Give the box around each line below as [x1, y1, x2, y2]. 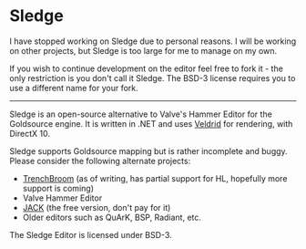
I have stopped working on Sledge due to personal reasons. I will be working [9, 36, 297, 47]
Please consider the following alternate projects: [9, 155, 191, 166]
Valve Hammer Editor [22, 192, 103, 203]
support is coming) [22, 182, 94, 193]
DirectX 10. [9, 128, 50, 139]
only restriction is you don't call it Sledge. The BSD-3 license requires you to [9, 72, 296, 83]
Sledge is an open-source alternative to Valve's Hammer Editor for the [9, 109, 273, 119]
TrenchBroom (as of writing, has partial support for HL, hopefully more [22, 172, 288, 183]
